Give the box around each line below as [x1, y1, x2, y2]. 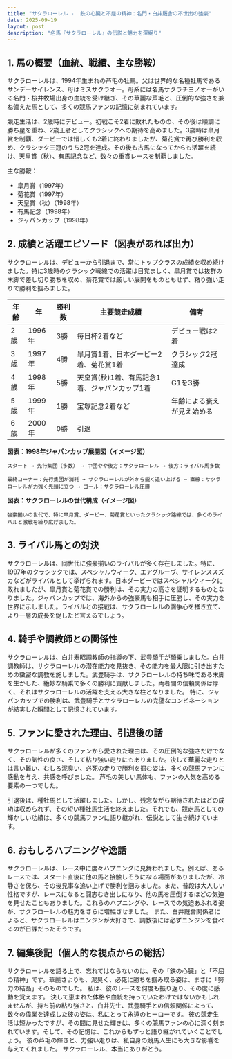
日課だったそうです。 [25, 925, 86, 933]
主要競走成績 [99, 307, 142, 317]
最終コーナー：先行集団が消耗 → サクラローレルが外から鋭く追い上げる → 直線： [7, 475, 206, 482]
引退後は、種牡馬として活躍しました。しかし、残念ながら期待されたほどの [7, 796, 219, 805]
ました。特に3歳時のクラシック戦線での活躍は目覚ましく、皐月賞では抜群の [7, 266, 223, 274]
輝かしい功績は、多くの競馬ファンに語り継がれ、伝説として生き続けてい [7, 814, 213, 822]
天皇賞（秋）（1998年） [17, 199, 83, 207]
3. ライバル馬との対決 [7, 539, 99, 551]
